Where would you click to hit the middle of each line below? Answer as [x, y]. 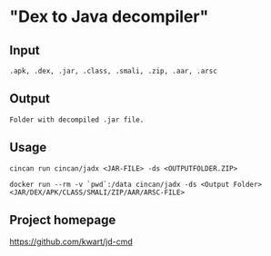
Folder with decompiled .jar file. [77, 120]
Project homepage [63, 220]
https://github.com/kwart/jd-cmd [71, 241]
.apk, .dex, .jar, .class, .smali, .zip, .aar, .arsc [114, 71]
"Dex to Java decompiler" [109, 17]
